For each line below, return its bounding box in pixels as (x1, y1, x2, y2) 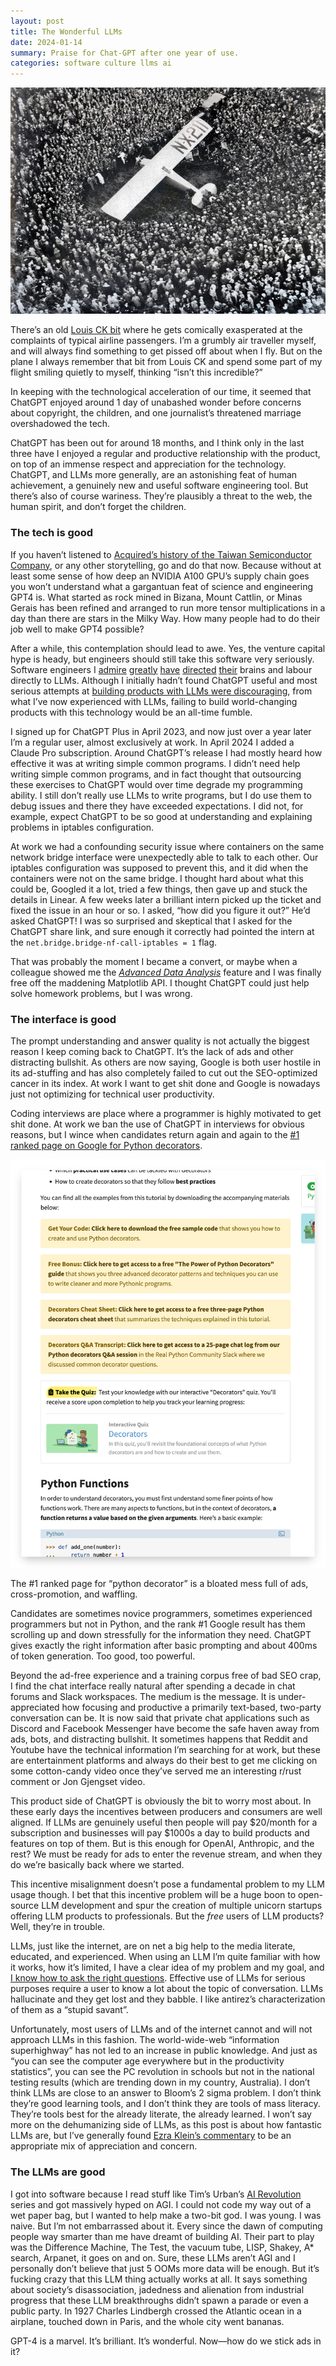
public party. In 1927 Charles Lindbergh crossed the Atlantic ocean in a (10, 2305, 302, 2317)
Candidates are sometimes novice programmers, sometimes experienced (10, 1608, 313, 1620)
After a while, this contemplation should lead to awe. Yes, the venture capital (10, 642, 326, 654)
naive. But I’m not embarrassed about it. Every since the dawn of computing (10, 2220, 323, 2232)
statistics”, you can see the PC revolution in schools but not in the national (10, 2066, 315, 2078)
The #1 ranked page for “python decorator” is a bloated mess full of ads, (10, 1578, 309, 1590)
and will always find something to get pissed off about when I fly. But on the (10, 345, 323, 357)
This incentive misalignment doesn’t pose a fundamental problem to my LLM (10, 1878, 325, 1890)
